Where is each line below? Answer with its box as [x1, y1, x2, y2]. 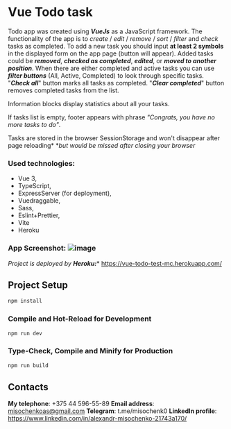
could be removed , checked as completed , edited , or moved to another [8, 56, 217, 65]
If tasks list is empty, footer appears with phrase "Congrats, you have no [8, 112, 216, 121]
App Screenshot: [8, 244, 67, 253]
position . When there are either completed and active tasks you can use [8, 64, 214, 72]
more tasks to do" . [8, 120, 61, 128]
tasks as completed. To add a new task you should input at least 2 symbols [8, 42, 224, 50]
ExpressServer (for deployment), [17, 189, 112, 198]
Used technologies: [8, 158, 76, 168]
